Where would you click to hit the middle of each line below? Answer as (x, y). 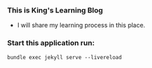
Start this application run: (51, 43)
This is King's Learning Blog (55, 10)
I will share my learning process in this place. (81, 25)
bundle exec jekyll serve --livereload (65, 57)
